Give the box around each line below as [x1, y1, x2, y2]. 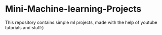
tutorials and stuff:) [5, 24, 44, 30]
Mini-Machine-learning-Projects [5, 3, 142, 15]
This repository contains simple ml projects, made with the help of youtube [5, 19, 158, 25]
